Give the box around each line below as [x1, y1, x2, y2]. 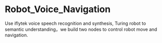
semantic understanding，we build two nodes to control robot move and [5, 26, 157, 32]
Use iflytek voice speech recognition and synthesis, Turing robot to [5, 20, 146, 26]
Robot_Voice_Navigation [5, 4, 111, 15]
